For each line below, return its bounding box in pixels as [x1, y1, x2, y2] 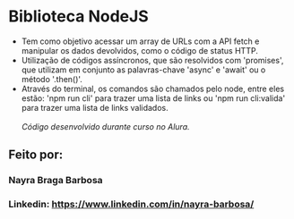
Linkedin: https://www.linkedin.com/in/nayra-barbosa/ [8, 198, 255, 211]
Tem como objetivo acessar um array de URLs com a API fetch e [21, 36, 260, 46]
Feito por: [8, 147, 64, 163]
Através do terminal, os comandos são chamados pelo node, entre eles [21, 83, 284, 94]
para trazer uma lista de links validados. [21, 102, 169, 113]
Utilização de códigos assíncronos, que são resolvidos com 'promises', [21, 55, 284, 65]
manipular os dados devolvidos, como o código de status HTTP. [21, 45, 259, 55]
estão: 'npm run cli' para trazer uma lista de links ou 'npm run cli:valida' [21, 92, 286, 104]
